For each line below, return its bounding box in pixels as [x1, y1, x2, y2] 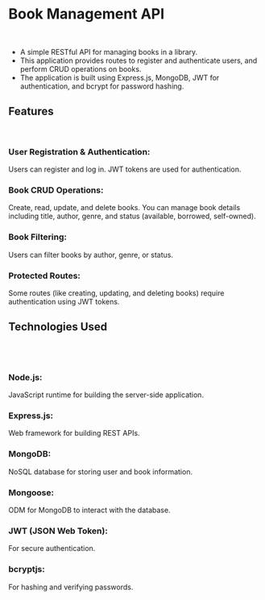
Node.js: [8, 371, 43, 383]
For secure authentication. [8, 544, 96, 553]
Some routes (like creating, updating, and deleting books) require [8, 288, 225, 298]
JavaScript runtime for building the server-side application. [8, 390, 204, 399]
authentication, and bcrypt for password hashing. [19, 81, 184, 91]
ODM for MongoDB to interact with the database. [8, 505, 171, 515]
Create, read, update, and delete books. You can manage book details [8, 203, 241, 213]
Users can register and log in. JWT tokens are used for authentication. [8, 164, 242, 174]
